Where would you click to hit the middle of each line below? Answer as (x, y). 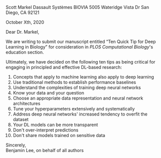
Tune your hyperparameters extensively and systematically (74, 109)
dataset (21, 119)
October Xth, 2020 (25, 22)
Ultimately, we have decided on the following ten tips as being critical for (80, 62)
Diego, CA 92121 (22, 12)
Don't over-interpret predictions (46, 130)
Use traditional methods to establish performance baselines (74, 82)
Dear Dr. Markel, (22, 32)
